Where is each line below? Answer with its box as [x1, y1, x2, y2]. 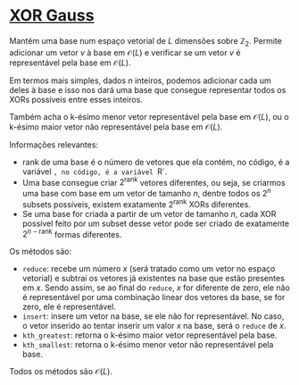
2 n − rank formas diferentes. [21, 227, 122, 239]
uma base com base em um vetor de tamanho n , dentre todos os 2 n [21, 187, 271, 199]
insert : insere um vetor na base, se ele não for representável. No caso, [21, 311, 285, 322]
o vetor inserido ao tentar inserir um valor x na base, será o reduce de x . [21, 321, 287, 331]
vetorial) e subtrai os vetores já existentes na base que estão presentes [21, 273, 286, 284]
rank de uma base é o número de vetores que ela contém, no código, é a [21, 156, 290, 167]
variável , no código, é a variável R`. [21, 166, 168, 177]
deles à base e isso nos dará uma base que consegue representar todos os [9, 84, 287, 95]
